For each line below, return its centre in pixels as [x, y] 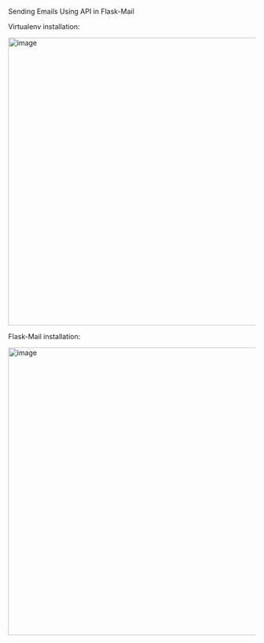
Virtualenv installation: [44, 26]
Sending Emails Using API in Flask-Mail [71, 11]
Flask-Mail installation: [44, 336]
